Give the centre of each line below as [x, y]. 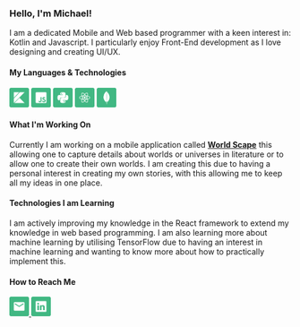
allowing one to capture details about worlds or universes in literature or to [146, 154]
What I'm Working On [50, 125]
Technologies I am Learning [62, 203]
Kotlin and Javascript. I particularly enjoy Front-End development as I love [146, 42]
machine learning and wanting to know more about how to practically [137, 251]
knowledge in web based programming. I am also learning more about [138, 232]
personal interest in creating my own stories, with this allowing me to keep [146, 173]
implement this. [38, 261]
